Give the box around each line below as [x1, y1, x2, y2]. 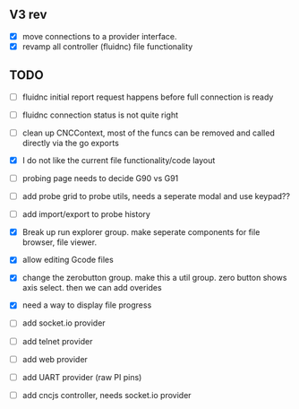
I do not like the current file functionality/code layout [21, 154, 216, 165]
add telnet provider [21, 335, 93, 346]
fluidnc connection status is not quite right [21, 109, 179, 120]
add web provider [21, 353, 88, 364]
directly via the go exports [21, 137, 119, 148]
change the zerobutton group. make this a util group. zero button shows [21, 273, 287, 283]
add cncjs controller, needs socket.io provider [21, 389, 192, 400]
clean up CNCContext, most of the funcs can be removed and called [21, 127, 275, 138]
